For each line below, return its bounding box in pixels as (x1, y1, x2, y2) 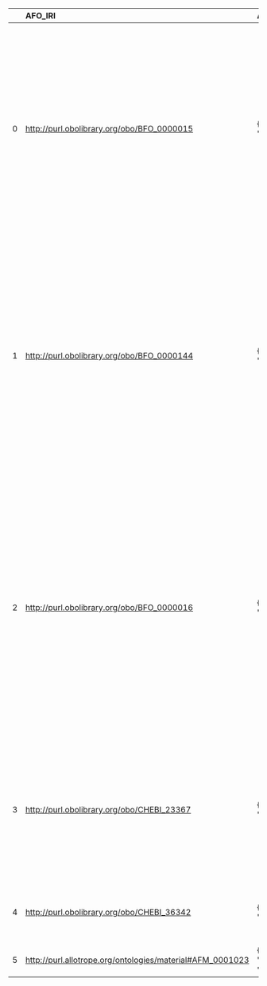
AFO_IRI (25, 10, 56, 21)
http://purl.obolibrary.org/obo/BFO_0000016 (25, 602, 193, 612)
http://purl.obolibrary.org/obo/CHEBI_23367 (25, 804, 192, 815)
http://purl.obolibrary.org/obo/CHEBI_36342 (25, 907, 192, 918)
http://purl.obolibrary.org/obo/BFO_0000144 (25, 350, 193, 361)
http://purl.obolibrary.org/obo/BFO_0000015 (25, 123, 193, 134)
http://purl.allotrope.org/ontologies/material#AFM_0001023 (25, 955, 250, 965)
